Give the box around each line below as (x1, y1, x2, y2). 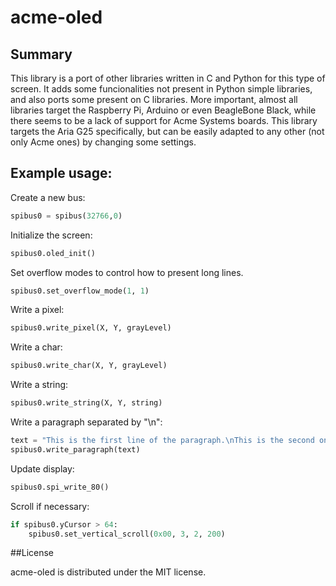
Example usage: (10, 165, 113, 182)
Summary (10, 46, 73, 63)
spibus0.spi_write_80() (10, 482, 110, 492)
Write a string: (10, 379, 69, 391)
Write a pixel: (10, 304, 65, 316)
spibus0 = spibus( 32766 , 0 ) (10, 211, 123, 221)
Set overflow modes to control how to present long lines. (10, 266, 244, 278)
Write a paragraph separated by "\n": (10, 416, 163, 428)
